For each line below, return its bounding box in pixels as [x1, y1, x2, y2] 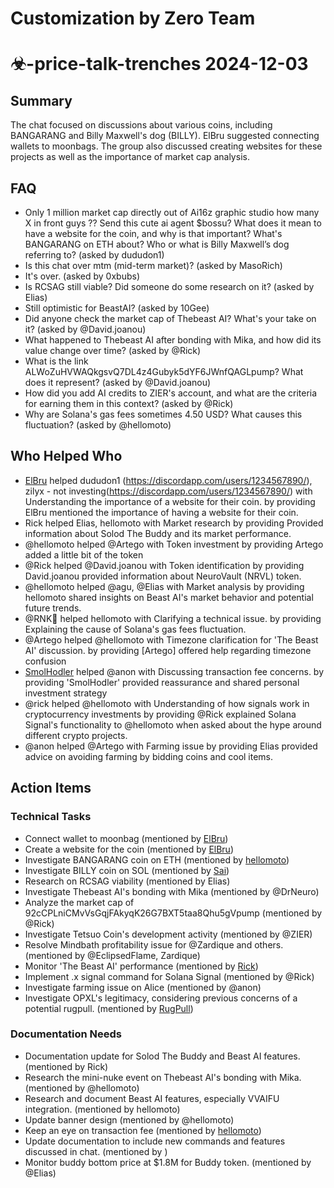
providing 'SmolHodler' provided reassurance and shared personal [24, 676, 300, 688]
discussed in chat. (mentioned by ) [24, 1145, 168, 1157]
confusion [24, 655, 67, 667]
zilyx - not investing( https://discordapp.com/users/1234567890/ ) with [24, 485, 313, 497]
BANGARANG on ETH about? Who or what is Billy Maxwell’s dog [24, 238, 290, 250]
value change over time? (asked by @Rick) [24, 345, 202, 356]
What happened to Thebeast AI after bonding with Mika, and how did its [24, 334, 322, 346]
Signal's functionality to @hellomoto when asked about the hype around [24, 718, 322, 731]
